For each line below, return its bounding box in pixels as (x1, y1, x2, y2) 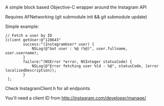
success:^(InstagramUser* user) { (23, 42, 94, 47)
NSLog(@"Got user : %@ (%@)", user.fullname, (31, 46, 128, 51)
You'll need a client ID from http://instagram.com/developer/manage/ (5, 95, 147, 101)
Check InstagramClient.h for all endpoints (5, 86, 90, 91)
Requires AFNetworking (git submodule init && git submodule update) (5, 14, 148, 19)
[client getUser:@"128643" (5, 37, 61, 42)
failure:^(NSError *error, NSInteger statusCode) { (23, 59, 133, 64)
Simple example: (5, 23, 39, 29)
